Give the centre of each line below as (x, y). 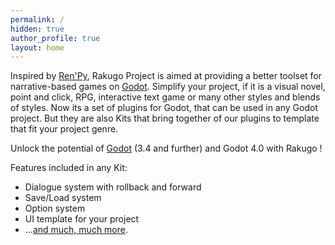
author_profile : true (55, 38)
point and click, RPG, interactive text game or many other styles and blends (165, 97)
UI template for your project (82, 219)
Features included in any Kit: (69, 168)
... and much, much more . (76, 230)
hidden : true (37, 29)
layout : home (37, 47)
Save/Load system (63, 198)
